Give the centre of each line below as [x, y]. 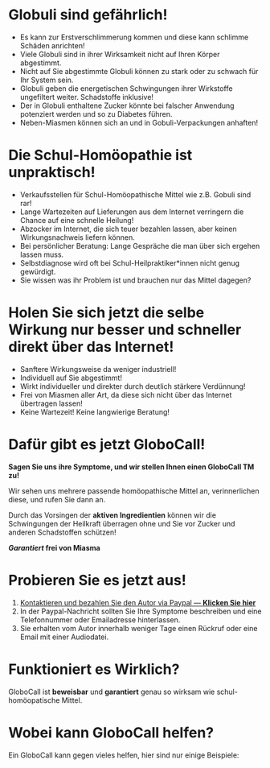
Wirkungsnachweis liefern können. [77, 237]
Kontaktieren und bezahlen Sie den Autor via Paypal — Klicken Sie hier [138, 602]
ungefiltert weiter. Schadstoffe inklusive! [87, 97]
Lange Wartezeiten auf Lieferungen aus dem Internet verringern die [132, 212]
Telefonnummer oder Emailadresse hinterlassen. [100, 619]
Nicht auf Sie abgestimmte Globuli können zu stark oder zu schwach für [139, 71]
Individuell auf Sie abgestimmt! [71, 378]
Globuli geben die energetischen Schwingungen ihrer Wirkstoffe [126, 88]
